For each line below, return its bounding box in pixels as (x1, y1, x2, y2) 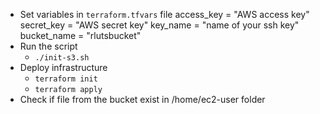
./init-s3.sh (34, 53, 90, 63)
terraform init (34, 74, 98, 84)
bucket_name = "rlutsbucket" (19, 30, 142, 41)
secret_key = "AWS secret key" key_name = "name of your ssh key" (19, 19, 300, 31)
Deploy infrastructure (19, 62, 108, 73)
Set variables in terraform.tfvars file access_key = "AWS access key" (19, 9, 310, 20)
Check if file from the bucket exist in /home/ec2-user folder (19, 94, 266, 105)
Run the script (19, 40, 78, 52)
